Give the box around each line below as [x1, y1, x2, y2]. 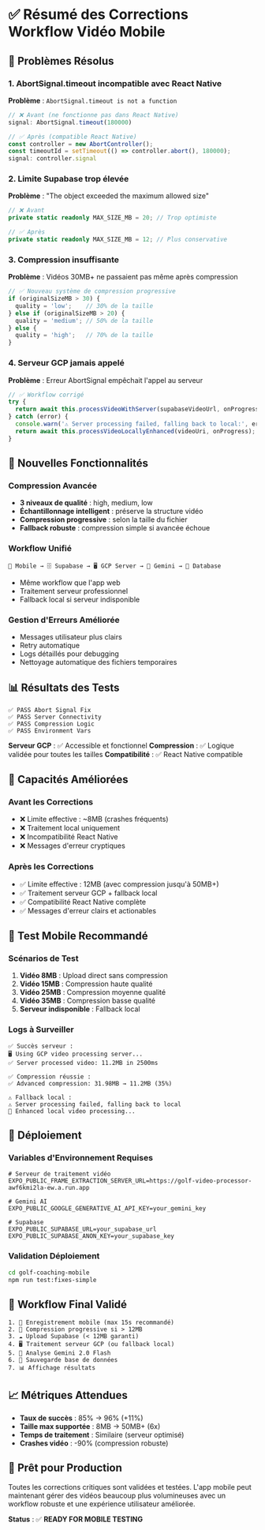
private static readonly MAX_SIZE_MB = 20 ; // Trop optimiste [8, 214, 217, 222]
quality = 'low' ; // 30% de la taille [15, 302, 154, 309]
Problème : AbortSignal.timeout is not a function [8, 96, 177, 105]
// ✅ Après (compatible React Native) [8, 133, 137, 141]
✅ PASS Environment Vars [8, 726, 91, 735]
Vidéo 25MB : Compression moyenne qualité [19, 988, 166, 997]
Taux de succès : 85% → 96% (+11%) [19, 1413, 144, 1423]
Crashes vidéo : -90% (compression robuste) [19, 1438, 169, 1448]
